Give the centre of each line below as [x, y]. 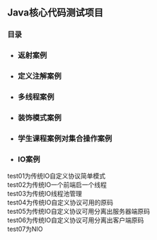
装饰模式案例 [39, 118]
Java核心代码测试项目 [56, 13]
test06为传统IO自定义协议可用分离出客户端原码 [76, 220]
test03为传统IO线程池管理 [45, 194]
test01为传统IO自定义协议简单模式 [57, 176]
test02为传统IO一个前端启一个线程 [57, 185]
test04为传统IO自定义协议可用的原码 [60, 202]
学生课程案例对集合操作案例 [65, 138]
